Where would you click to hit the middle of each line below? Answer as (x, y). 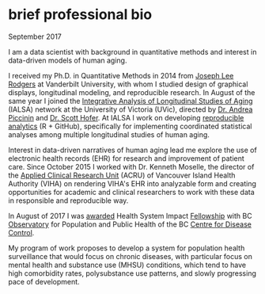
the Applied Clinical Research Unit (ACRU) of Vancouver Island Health (122, 175)
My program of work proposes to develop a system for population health (127, 248)
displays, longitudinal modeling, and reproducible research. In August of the (132, 92)
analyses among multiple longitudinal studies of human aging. (109, 134)
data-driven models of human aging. (68, 60)
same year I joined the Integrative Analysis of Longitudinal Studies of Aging (131, 101)
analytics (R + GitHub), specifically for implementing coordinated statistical (130, 126)
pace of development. (44, 281)
